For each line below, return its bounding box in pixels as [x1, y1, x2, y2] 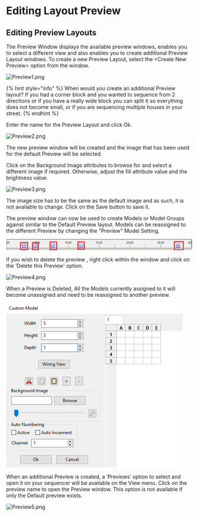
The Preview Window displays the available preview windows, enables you [6, 43, 187, 50]
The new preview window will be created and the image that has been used [6, 144, 190, 151]
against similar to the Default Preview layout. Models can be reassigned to [6, 221, 186, 228]
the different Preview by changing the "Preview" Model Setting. [6, 227, 160, 234]
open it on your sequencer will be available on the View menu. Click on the [6, 479, 187, 487]
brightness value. [6, 174, 48, 181]
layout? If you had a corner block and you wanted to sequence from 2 [6, 91, 176, 98]
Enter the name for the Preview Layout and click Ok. [6, 121, 133, 128]
